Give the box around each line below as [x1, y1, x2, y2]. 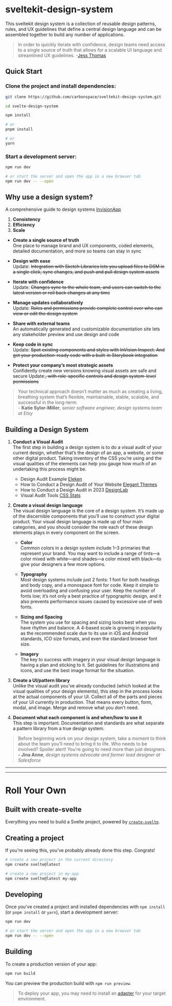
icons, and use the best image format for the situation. [20, 667, 135, 674]
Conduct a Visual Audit [12, 439, 63, 445]
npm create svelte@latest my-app [5, 876, 77, 881]
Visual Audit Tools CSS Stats [20, 492, 81, 499]
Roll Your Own [5, 785, 67, 796]
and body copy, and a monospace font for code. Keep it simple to [20, 582, 159, 588]
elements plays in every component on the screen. [12, 529, 120, 536]
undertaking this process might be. [12, 466, 87, 472]
